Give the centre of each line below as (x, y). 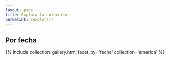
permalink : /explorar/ (29, 19)
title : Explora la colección (36, 15)
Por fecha (21, 40)
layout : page (19, 10)
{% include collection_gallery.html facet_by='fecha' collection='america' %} (85, 52)
